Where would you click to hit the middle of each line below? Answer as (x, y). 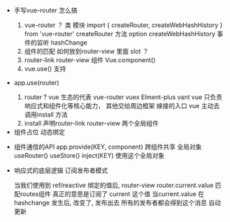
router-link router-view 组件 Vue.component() (90, 60)
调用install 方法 (46, 114)
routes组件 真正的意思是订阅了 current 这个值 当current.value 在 (112, 194)
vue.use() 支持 (45, 69)
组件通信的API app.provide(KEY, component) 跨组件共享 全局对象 (108, 147)
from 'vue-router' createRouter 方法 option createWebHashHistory (120, 34)
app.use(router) (36, 83)
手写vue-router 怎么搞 (46, 10)
